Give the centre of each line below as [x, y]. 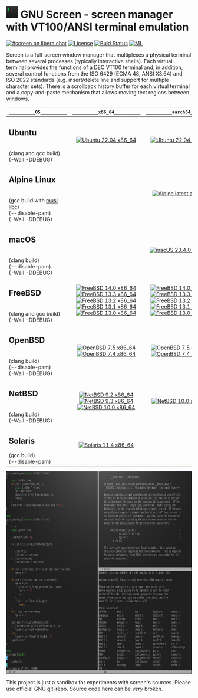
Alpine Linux [32, 180]
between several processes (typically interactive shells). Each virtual [89, 61]
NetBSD [23, 394]
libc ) [14, 207]
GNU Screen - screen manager [97, 14]
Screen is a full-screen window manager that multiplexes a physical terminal [99, 55]
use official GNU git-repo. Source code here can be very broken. [85, 689]
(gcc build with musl [33, 200]
